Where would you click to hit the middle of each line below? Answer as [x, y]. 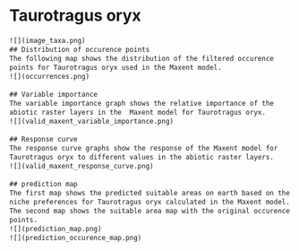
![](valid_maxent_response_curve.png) [81, 166]
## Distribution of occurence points [80, 49]
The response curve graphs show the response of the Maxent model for [144, 148]
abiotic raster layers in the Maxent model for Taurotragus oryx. [138, 112]
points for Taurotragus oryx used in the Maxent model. [115, 67]
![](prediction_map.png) [56, 229]
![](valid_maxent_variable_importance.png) [92, 121]
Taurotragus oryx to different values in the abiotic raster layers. [142, 157]
